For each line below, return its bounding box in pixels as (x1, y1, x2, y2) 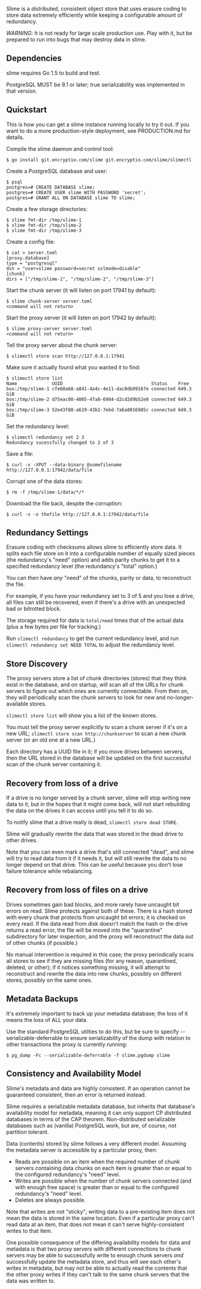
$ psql (6, 179, 23, 185)
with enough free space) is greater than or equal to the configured (14, 1183, 179, 1190)
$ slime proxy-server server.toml (6, 325, 93, 331)
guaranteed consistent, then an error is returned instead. (6, 1091, 146, 1098)
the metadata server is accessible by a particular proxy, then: (6, 1146, 158, 1154)
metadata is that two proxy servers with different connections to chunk (6, 1245, 182, 1252)
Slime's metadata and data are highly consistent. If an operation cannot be (6, 1084, 190, 1092)
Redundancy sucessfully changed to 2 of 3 (6, 439, 114, 446)
